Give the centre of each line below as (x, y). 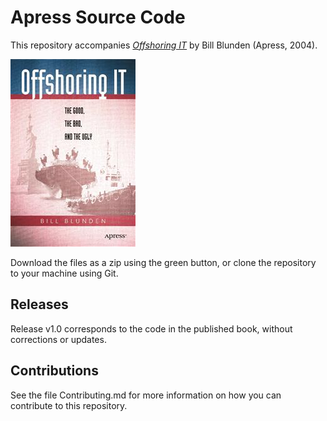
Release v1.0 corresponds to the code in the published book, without (151, 328)
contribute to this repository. (69, 405)
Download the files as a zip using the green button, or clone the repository (163, 262)
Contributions (54, 371)
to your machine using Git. (64, 273)
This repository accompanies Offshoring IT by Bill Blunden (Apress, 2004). (164, 45)
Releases (39, 304)
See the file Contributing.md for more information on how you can (146, 395)
